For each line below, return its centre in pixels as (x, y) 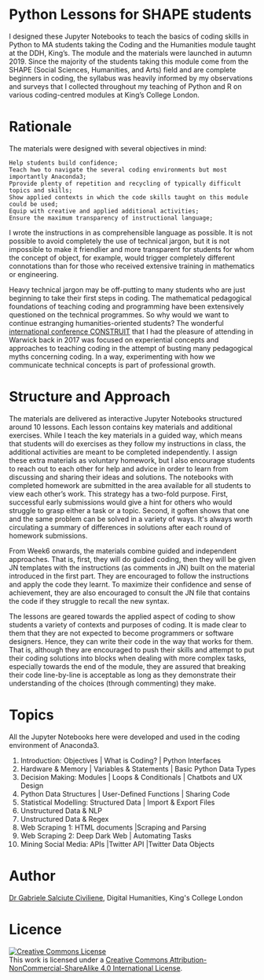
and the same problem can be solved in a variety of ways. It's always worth (131, 519)
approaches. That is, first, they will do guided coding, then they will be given (132, 559)
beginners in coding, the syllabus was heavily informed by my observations (131, 78)
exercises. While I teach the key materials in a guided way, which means (126, 435)
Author (32, 876)
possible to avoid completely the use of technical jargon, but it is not (119, 241)
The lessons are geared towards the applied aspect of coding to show (122, 616)
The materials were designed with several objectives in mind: (108, 148)
